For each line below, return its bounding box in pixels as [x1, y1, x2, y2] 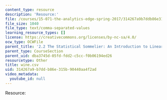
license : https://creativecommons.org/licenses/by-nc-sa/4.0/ [5, 35, 137, 40]
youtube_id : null [9, 76, 46, 81]
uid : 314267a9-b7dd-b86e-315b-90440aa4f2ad [5, 67, 97, 72]
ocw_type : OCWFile [5, 40, 43, 45]
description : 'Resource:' [5, 12, 59, 17]
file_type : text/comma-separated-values [5, 26, 90, 31]
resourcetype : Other [5, 58, 48, 63]
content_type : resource [5, 7, 55, 12]
